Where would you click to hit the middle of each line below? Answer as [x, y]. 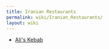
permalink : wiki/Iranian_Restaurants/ [54, 17]
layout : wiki [22, 23]
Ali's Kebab [29, 40]
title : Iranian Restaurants [41, 12]
